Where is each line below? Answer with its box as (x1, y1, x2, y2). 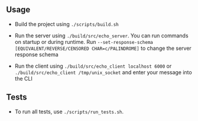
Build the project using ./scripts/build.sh (14, 20, 119, 27)
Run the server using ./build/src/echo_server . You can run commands (14, 32, 189, 39)
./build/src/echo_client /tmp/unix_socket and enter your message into (14, 68, 192, 76)
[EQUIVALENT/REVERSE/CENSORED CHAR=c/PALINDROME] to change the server (14, 44, 192, 52)
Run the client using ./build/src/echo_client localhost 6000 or (14, 62, 172, 69)
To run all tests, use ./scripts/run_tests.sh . (14, 108, 124, 115)
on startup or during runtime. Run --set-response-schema (14, 38, 154, 45)
